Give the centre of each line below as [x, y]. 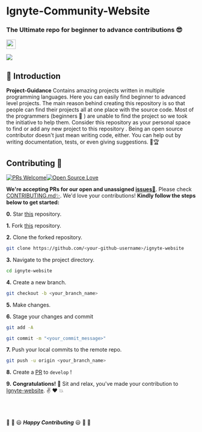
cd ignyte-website [29, 271]
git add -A [20, 327]
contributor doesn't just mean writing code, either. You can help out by [94, 135]
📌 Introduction [34, 76]
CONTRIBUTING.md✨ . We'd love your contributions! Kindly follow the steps [101, 196]
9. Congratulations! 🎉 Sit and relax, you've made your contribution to [92, 384]
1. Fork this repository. [34, 226]
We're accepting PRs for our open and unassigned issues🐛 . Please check [99, 189]
